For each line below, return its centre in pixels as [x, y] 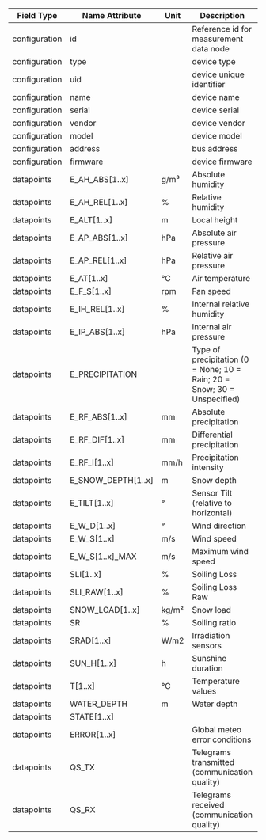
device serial [216, 110]
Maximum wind [220, 551]
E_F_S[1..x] [91, 291]
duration [207, 668]
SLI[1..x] [86, 574]
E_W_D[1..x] [93, 526]
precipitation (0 [220, 359]
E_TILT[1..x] [92, 503]
